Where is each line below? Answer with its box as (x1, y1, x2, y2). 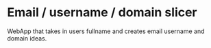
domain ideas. (7, 34, 47, 42)
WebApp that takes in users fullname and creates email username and (7, 27, 205, 35)
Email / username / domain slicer (7, 5, 197, 20)
